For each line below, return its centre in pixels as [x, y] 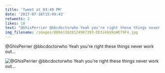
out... [10, 51]
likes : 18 [15, 23]
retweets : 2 [17, 19]
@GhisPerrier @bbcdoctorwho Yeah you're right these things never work [80, 46]
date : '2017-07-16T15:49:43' [35, 14]
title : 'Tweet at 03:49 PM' [34, 10]
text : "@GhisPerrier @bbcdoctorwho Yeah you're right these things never [83, 28]
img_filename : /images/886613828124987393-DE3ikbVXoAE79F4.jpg [72, 32]
